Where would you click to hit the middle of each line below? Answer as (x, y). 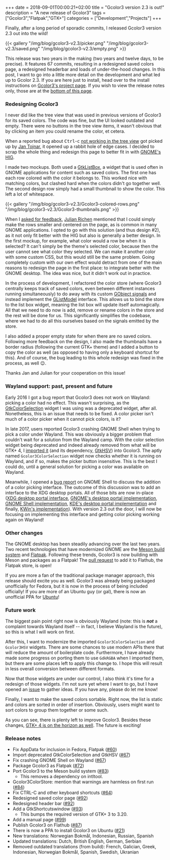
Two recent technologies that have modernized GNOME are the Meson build (85, 549)
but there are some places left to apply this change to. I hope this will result (84, 663)
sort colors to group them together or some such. (57, 710)
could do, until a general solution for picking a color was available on (77, 467)
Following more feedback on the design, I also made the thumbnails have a (83, 342)
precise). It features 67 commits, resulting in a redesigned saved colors (80, 64)
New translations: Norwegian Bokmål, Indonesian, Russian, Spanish (83, 836)
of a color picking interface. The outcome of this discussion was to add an (83, 487)
